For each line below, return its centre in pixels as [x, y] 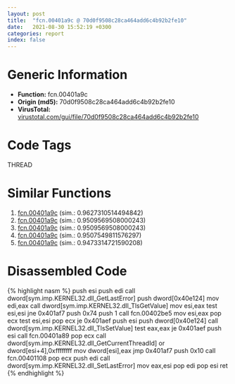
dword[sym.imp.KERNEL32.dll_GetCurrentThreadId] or [86, 343]
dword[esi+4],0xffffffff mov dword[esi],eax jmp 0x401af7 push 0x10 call [112, 350]
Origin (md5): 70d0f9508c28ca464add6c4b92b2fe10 [96, 102]
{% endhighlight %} [36, 373]
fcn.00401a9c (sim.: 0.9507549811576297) [80, 235]
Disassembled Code [67, 271]
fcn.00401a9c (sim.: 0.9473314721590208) [80, 242]
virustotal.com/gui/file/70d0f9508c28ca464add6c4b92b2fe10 [108, 117]
